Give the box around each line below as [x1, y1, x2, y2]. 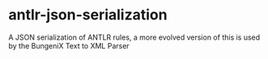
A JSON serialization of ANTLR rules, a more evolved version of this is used [8, 32, 261, 42]
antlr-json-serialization [8, 6, 168, 24]
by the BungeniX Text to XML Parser [8, 40, 130, 50]
